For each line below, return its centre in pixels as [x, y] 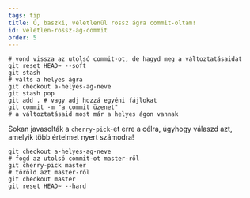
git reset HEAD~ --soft [47, 66]
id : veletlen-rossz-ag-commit [58, 30]
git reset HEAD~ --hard [47, 186]
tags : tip [25, 15]
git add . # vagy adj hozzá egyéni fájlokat [83, 101]
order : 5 [23, 37]
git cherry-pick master [47, 166]
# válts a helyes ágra [45, 80]
